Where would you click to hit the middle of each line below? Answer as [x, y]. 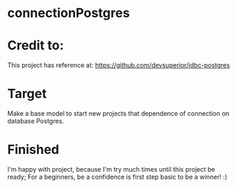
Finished [33, 150]
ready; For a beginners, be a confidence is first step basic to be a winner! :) [117, 177]
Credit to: [35, 46]
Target [27, 94]
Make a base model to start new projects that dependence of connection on [118, 114]
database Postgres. [36, 121]
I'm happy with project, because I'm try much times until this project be [111, 169]
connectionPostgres [68, 13]
